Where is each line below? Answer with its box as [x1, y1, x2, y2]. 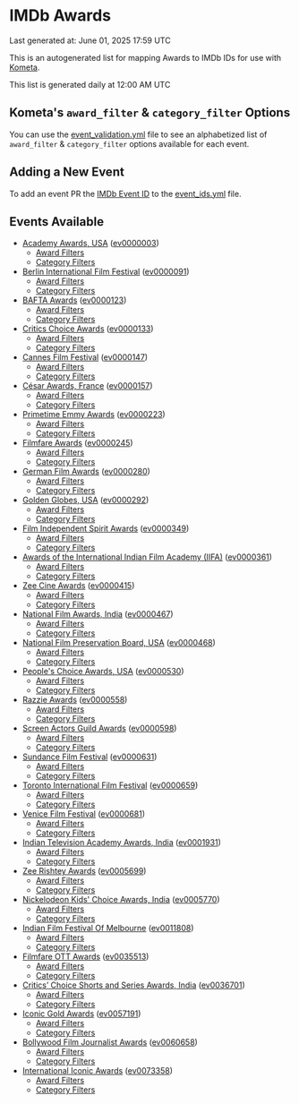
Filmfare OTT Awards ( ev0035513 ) [21, 951, 149, 963]
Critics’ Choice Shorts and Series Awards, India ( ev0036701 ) [21, 980, 245, 990]
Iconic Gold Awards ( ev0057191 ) [21, 1008, 141, 1019]
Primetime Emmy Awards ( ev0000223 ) [21, 409, 166, 420]
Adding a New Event [9, 165, 125, 180]
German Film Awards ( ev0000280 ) [21, 466, 150, 477]
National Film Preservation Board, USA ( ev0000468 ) [21, 638, 217, 648]
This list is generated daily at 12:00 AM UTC [9, 79, 171, 90]
